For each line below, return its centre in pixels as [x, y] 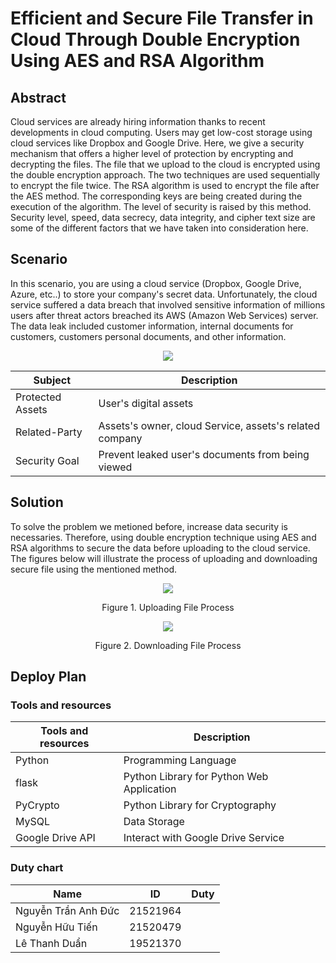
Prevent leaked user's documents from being [204, 454]
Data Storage [154, 822]
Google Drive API [55, 838]
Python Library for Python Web [196, 777]
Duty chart [37, 868]
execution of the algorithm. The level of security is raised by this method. [161, 206]
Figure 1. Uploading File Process [168, 607]
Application [150, 789]
